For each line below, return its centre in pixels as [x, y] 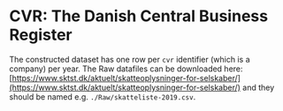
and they [259, 87]
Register [41, 35]
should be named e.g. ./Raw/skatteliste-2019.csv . [103, 96]
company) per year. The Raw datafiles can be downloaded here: [126, 69]
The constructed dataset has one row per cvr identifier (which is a [130, 59]
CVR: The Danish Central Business [138, 16]
